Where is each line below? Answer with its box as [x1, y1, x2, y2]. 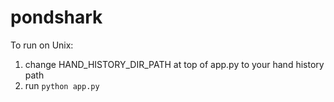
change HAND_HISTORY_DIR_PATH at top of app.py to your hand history [24, 58, 325, 70]
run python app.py [24, 79, 100, 91]
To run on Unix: [10, 39, 74, 51]
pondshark [10, 6, 103, 29]
